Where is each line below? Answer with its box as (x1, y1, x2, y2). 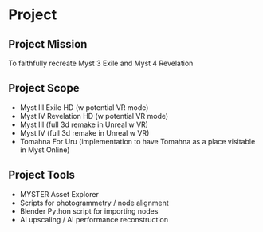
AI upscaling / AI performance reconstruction (19, 214, 169, 224)
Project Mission (8, 37, 88, 51)
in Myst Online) (19, 145, 70, 155)
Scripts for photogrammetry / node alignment (19, 198, 169, 207)
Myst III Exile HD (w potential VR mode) (19, 102, 149, 112)
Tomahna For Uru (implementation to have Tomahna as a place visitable (19, 136, 256, 146)
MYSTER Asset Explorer (19, 189, 100, 199)
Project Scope (8, 81, 80, 95)
